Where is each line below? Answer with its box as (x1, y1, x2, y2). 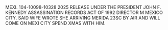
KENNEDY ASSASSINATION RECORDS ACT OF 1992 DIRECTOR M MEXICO (5, 9, 163, 15)
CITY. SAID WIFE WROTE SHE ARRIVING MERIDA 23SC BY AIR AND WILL (5, 15, 160, 20)
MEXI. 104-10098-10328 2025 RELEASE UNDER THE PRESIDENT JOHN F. (5, 4, 161, 10)
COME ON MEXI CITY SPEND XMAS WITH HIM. (5, 20, 106, 26)
